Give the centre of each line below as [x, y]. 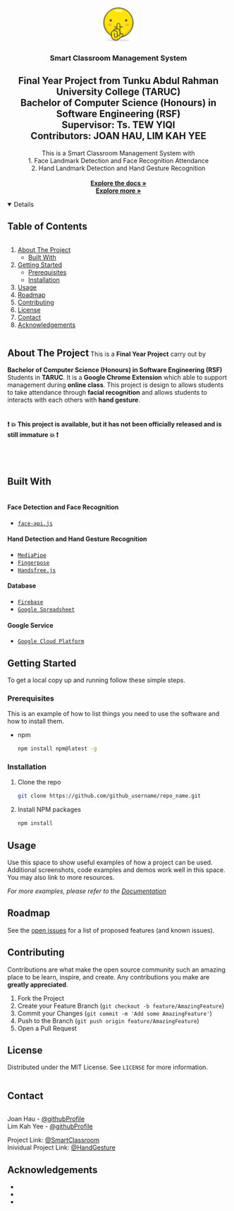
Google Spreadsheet [46, 609]
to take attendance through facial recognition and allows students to [107, 393]
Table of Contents [48, 226]
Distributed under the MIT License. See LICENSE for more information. [107, 1067]
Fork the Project [41, 998]
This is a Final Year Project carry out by [148, 354]
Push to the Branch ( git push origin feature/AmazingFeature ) [108, 1020]
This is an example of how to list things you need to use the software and [113, 714]
